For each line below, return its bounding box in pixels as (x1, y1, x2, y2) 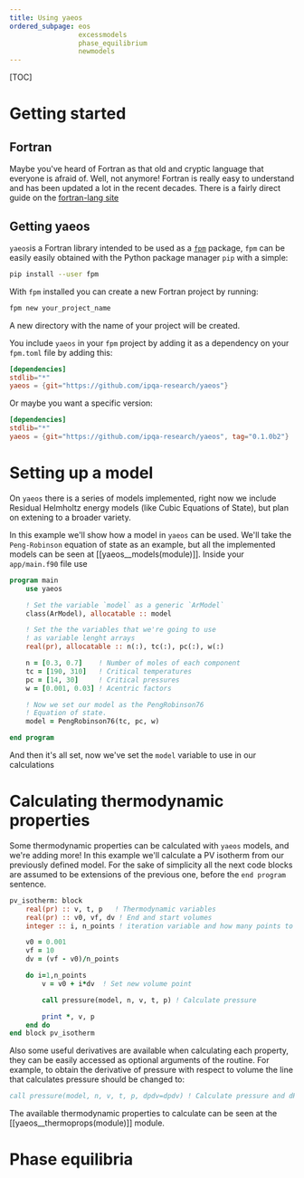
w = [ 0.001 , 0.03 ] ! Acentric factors (25, 684, 172, 693)
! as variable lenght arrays (25, 634, 136, 643)
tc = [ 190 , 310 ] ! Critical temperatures (25, 666, 193, 675)
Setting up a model (9, 463, 154, 484)
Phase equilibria (9, 1149, 134, 1170)
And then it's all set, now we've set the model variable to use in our (9, 750, 256, 761)
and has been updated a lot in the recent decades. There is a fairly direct (9, 183, 281, 194)
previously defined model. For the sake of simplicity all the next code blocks (9, 859, 293, 870)
